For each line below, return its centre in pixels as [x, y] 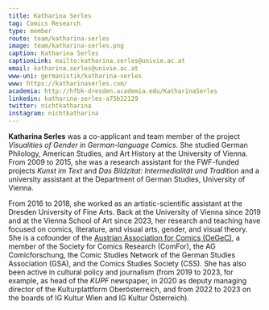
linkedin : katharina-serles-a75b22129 [73, 98]
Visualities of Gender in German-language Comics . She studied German [128, 145]
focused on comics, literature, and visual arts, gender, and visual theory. [128, 229]
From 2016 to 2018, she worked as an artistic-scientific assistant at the [126, 203]
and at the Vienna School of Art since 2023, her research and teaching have [134, 220]
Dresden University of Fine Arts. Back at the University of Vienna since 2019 [135, 212]
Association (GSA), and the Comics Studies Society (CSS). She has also [128, 264]
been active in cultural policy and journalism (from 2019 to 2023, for [121, 272]
